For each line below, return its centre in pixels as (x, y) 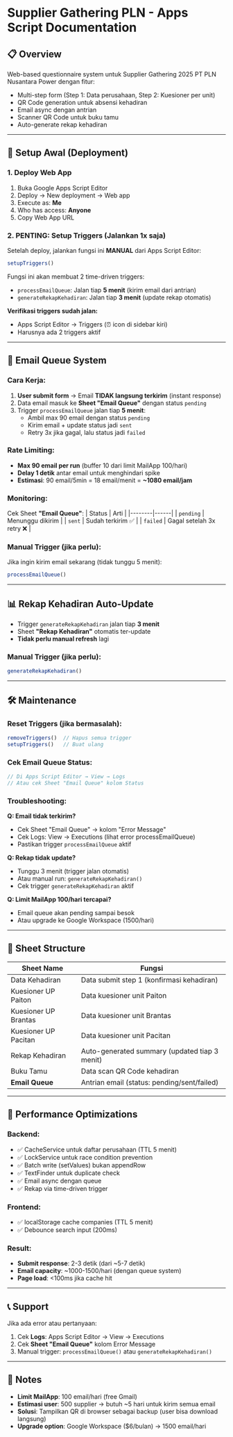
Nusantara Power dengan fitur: (51, 82)
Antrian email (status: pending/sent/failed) (150, 1082)
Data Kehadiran (36, 980)
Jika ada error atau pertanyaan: (52, 1323)
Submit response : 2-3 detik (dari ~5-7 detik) (81, 1263)
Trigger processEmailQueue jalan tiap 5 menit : (81, 410)
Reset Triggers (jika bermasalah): (65, 723)
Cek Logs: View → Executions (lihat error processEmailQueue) (106, 837)
